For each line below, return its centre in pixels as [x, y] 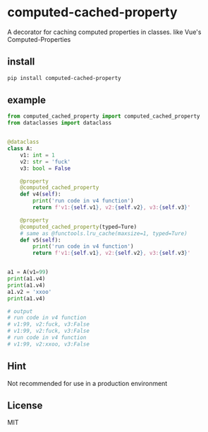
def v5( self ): [41, 240]
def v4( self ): [41, 194]
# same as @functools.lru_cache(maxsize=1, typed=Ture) [104, 233]
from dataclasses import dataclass [60, 123]
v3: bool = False [45, 168]
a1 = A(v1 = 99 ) [28, 272]
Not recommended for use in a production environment [87, 383]
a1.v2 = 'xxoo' [30, 292]
